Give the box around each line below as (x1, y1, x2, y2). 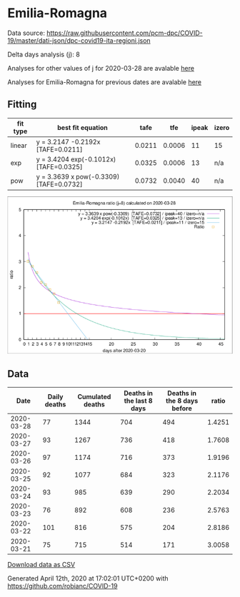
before (171, 403, 192, 412)
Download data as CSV (7, 561, 76, 569)
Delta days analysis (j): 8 (7, 50, 80, 59)
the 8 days (165, 396, 199, 405)
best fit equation (56, 123, 109, 131)
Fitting (7, 99, 37, 111)
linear (10, 141, 27, 149)
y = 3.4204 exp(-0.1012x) (36, 155, 116, 164)
